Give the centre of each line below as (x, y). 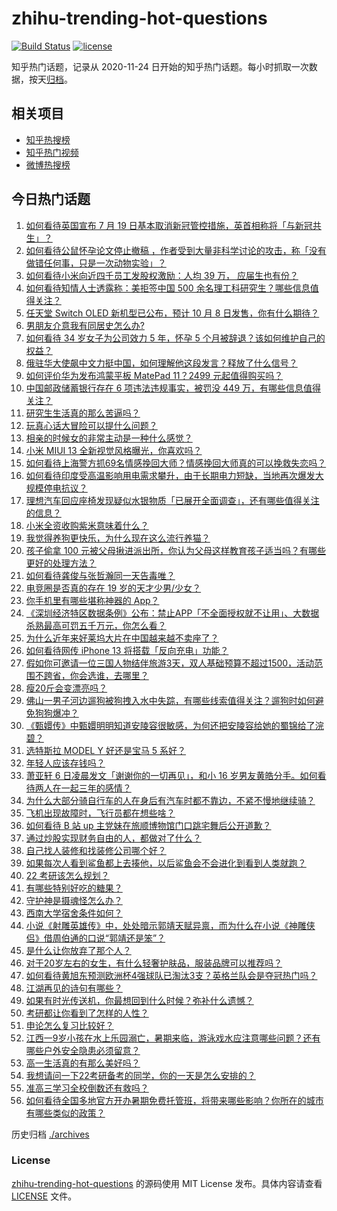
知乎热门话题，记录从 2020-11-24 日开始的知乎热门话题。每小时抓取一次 (160, 66)
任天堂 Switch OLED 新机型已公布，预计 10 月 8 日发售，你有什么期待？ (172, 313)
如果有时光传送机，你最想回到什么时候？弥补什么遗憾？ (139, 1000)
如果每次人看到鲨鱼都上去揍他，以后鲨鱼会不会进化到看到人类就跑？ (166, 863)
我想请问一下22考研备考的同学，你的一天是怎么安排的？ (140, 1075)
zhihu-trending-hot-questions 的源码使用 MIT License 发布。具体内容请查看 (167, 1183)
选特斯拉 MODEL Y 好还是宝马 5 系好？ (106, 750)
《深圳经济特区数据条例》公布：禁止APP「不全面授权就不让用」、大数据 (172, 613)
